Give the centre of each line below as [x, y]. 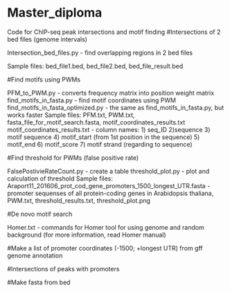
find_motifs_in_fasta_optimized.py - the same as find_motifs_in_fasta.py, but [116, 107]
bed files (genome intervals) [47, 39]
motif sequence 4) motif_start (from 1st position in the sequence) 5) [104, 137]
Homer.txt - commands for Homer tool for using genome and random [106, 227]
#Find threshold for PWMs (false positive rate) [73, 158]
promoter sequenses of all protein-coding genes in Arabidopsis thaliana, [110, 193]
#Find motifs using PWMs [44, 79]
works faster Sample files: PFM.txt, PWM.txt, [71, 115]
